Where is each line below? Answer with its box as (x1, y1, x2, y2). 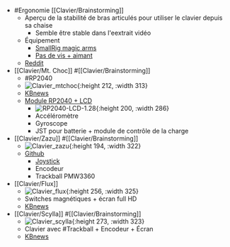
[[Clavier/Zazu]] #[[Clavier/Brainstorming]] (13, 134, 139, 143)
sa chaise (24, 21, 53, 29)
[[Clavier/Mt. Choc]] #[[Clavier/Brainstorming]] (13, 67, 151, 75)
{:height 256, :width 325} (66, 187, 139, 195)
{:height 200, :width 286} (96, 104, 170, 112)
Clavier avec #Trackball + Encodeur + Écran (24, 225, 154, 233)
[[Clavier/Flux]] (13, 180, 59, 187)
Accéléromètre (35, 111, 79, 120)
